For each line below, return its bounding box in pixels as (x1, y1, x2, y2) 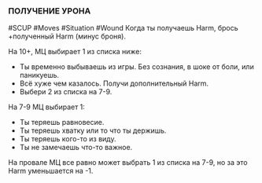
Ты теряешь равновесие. (19, 118, 105, 127)
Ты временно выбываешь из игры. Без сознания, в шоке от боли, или (19, 62, 254, 71)
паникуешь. (19, 71, 60, 80)
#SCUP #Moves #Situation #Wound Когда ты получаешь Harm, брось (8, 24, 238, 33)
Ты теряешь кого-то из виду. (19, 134, 116, 144)
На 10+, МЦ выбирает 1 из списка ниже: (8, 47, 142, 57)
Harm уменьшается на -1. (8, 167, 94, 176)
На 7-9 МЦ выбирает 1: (8, 102, 85, 112)
